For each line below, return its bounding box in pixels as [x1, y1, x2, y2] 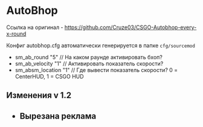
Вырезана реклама [19, 111, 97, 121]
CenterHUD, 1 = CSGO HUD [14, 73, 84, 80]
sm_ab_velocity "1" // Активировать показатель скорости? [14, 60, 164, 67]
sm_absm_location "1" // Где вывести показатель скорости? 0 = [14, 66, 178, 73]
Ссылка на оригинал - [6, 24, 63, 31]
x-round [6, 30, 27, 37]
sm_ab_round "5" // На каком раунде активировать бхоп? [14, 53, 163, 60]
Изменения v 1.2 [6, 90, 72, 100]
